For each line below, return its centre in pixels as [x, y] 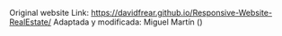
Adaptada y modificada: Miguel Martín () [128, 22]
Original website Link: [49, 13]
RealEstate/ [31, 22]
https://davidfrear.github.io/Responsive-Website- [181, 13]
